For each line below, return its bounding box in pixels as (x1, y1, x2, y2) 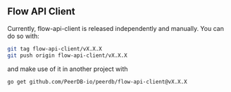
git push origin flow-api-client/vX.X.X (7, 52, 128, 59)
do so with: (7, 32, 40, 40)
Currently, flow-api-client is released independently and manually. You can (7, 24, 224, 32)
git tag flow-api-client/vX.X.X (7, 45, 102, 52)
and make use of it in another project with (7, 65, 128, 73)
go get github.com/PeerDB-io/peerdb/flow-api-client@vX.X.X (7, 78, 188, 85)
